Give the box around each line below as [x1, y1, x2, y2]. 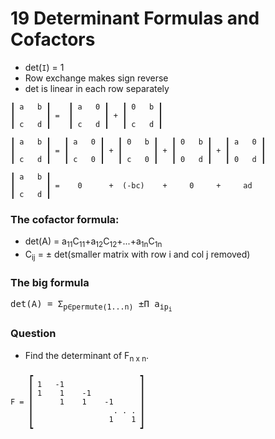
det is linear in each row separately [24, 82, 170, 94]
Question [10, 327, 57, 341]
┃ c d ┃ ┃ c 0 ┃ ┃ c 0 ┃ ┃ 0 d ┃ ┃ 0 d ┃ [10, 154, 267, 164]
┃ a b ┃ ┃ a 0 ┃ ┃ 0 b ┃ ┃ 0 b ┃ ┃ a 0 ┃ [10, 137, 267, 147]
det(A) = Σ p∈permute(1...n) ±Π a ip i [10, 298, 173, 314]
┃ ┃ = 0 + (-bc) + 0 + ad [10, 180, 253, 191]
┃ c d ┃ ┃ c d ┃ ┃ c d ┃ [10, 119, 163, 129]
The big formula [10, 275, 90, 289]
